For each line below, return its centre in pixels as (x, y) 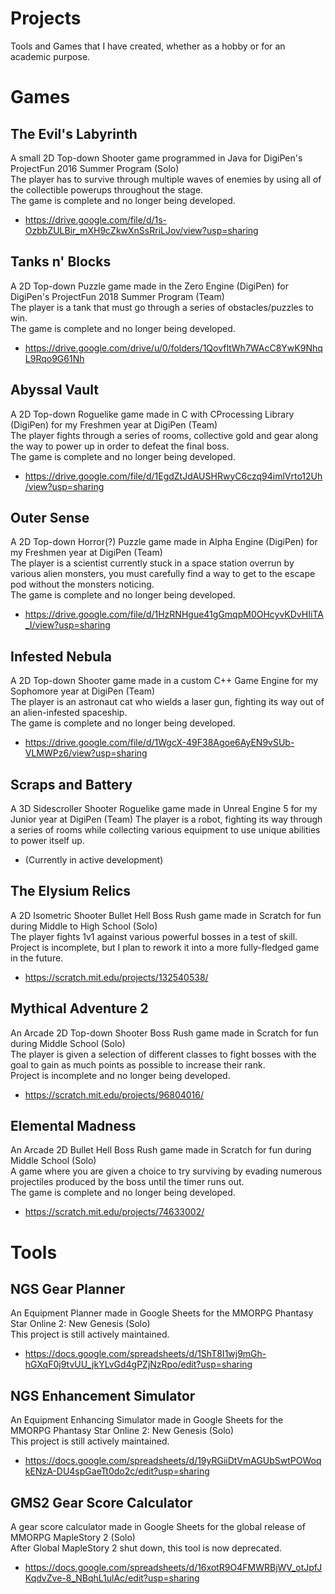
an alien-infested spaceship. (69, 713)
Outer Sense (50, 517)
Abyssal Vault (54, 390)
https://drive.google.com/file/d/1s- (96, 219)
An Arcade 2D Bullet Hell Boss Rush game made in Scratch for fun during (161, 1150)
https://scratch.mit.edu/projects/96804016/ (114, 1094)
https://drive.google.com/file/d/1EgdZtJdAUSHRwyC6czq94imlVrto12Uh (173, 476)
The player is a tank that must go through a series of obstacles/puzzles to (162, 307)
